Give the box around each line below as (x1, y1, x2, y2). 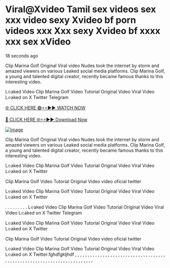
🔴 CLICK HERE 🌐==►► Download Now (5, 116, 88, 122)
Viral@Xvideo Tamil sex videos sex (5, 4, 156, 15)
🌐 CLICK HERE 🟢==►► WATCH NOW (5, 105, 86, 111)
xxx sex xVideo (5, 36, 71, 48)
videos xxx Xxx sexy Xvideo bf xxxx (5, 25, 161, 37)
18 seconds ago (5, 52, 39, 59)
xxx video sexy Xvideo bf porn (5, 14, 136, 26)
